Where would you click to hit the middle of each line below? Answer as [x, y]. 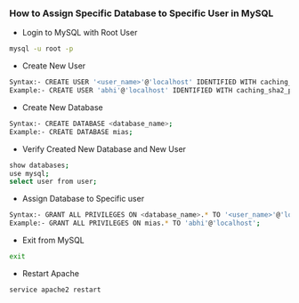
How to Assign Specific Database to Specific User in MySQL [141, 13]
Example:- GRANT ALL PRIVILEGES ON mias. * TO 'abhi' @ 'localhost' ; [135, 223]
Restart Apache [51, 273]
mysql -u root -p [41, 49]
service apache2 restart [55, 290]
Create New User [54, 66]
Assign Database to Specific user [83, 199]
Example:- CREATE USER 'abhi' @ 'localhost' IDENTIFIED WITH [121, 91]
